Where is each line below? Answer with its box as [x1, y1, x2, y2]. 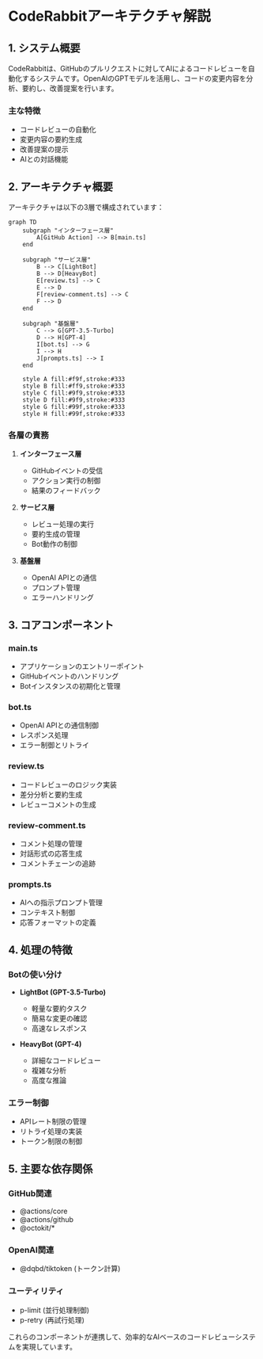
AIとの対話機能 [19, 155, 69, 164]
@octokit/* [19, 1223, 55, 1232]
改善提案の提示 [19, 144, 69, 155]
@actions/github [19, 1214, 73, 1224]
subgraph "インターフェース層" [22, 227, 115, 235]
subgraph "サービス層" [22, 256, 91, 264]
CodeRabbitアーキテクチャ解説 [8, 7, 211, 25]
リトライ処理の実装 [19, 1127, 83, 1136]
